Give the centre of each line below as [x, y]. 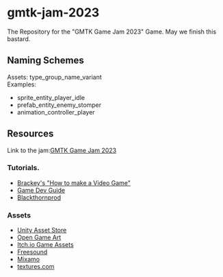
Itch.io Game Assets [45, 245]
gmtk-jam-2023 [53, 13]
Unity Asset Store [42, 230]
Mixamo [28, 259]
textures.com [36, 267]
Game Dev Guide [41, 190]
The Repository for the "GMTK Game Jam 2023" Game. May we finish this [112, 32]
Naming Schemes [45, 61]
